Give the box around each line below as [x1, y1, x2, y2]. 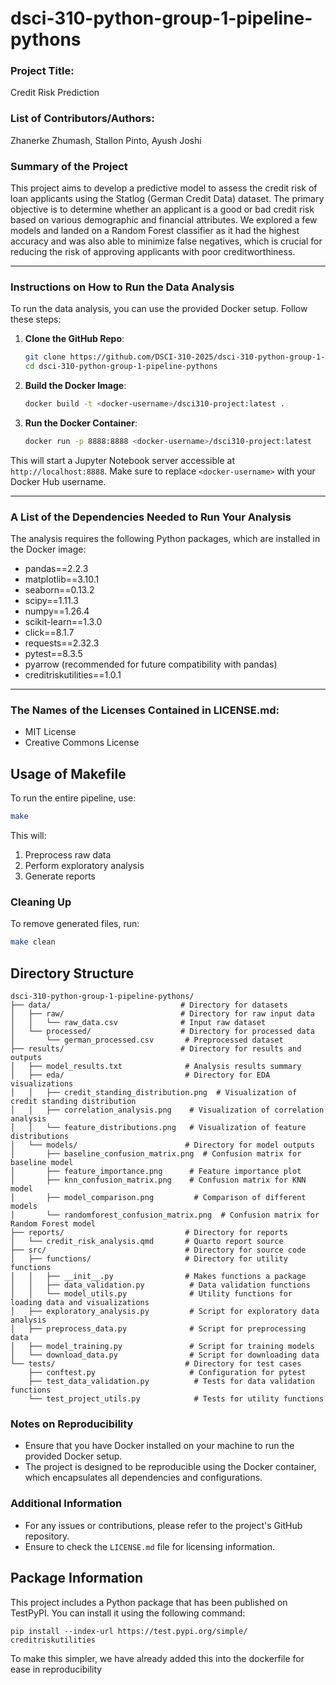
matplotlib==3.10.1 [24, 573, 100, 586]
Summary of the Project [10, 159, 128, 173]
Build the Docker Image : [24, 380, 127, 392]
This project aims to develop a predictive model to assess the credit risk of [10, 182, 318, 194]
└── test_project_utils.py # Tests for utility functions [28, 1394, 325, 1404]
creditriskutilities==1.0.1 [24, 669, 122, 681]
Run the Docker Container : [24, 417, 138, 429]
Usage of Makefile [10, 765, 127, 782]
